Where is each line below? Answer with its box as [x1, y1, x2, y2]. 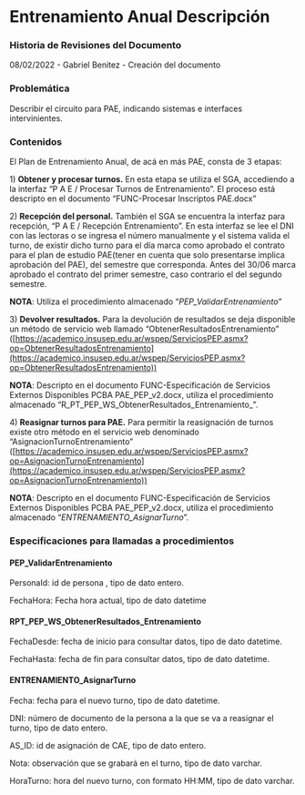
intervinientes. [9, 112, 64, 124]
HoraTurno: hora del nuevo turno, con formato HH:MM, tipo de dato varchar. [9, 775, 295, 786]
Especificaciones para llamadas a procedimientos [9, 535, 235, 547]
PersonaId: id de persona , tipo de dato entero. [9, 577, 185, 588]
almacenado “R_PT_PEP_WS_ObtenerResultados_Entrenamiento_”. [9, 399, 259, 411]
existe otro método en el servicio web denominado [9, 426, 200, 438]
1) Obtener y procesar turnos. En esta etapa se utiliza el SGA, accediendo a [9, 174, 295, 185]
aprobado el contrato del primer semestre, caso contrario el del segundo [9, 269, 282, 280]
